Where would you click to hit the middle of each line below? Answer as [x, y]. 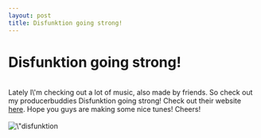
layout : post [30, 15]
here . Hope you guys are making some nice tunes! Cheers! [105, 109]
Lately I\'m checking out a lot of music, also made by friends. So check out [130, 93]
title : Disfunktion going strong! [66, 23]
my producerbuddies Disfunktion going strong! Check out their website [125, 101]
